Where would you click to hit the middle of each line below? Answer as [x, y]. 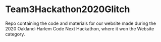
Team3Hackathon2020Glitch [68, 9]
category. [15, 34]
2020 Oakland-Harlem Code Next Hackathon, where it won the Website [80, 28]
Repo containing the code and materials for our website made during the [81, 23]
